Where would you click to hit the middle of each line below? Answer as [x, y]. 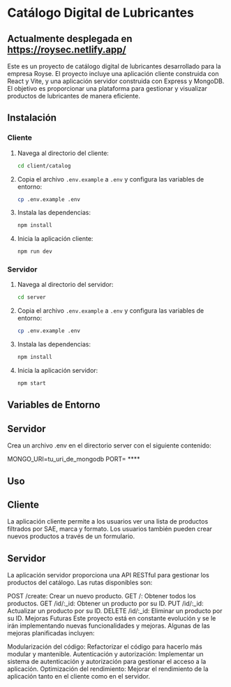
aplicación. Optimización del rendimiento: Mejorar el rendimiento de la [108, 669]
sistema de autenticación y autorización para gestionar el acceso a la [107, 662]
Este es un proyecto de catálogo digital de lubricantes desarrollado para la [114, 66]
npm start [32, 383]
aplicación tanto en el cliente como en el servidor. [79, 677]
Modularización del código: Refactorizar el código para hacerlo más [105, 647]
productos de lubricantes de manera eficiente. [74, 96]
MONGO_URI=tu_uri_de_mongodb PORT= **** [74, 459]
